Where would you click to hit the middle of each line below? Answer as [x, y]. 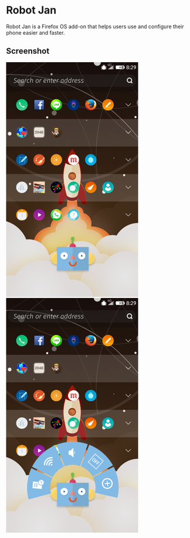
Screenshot [28, 51]
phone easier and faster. [35, 32]
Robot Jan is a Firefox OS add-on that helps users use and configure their [95, 26]
